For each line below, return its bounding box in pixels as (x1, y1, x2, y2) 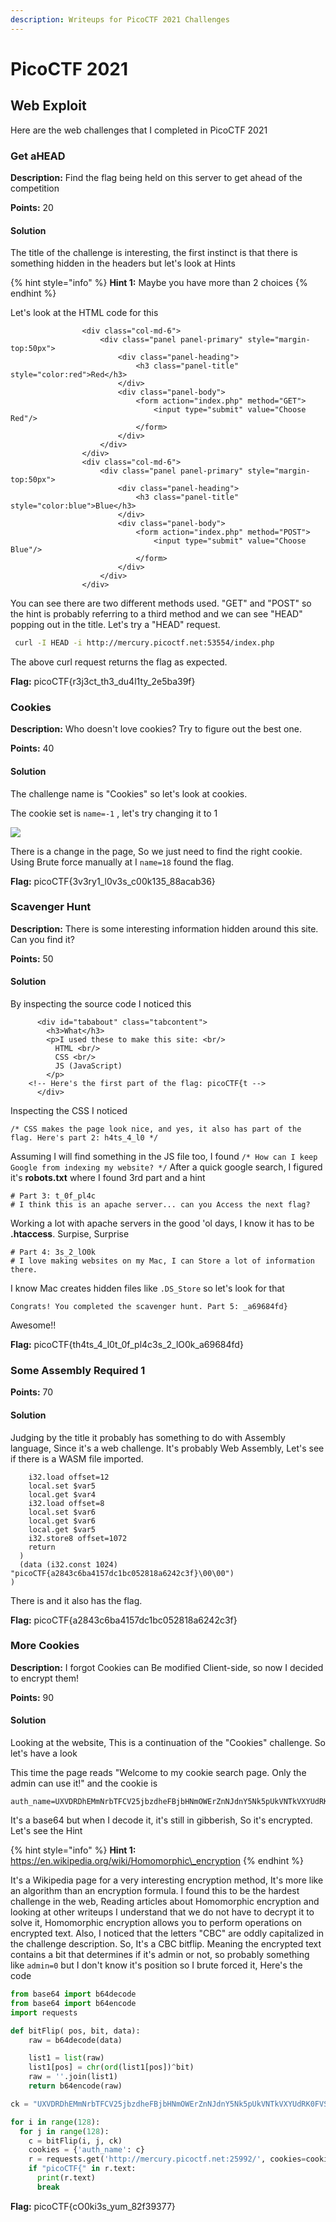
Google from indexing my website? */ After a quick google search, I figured (10, 1161, 323, 1173)
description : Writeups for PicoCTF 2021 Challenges (10, 14, 230, 25)
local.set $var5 (28, 1481, 97, 1491)
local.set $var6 (28, 1507, 97, 1517)
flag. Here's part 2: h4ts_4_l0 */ (10, 1133, 159, 1143)
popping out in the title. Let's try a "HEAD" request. (10, 619, 221, 631)
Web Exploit (10, 97, 87, 115)
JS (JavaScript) (54, 1061, 123, 1071)
